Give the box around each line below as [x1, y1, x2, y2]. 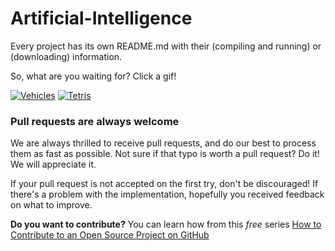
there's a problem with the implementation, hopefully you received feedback [10, 188, 325, 201]
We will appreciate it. [10, 158, 97, 171]
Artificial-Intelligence [10, 7, 193, 30]
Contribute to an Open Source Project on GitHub [10, 229, 210, 241]
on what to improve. [10, 199, 93, 211]
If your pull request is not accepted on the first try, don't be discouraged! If [10, 178, 319, 190]
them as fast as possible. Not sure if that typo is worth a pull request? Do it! [10, 148, 320, 160]
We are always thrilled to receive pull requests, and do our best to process [10, 137, 317, 149]
